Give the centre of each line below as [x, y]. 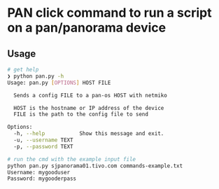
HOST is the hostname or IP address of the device [89, 108]
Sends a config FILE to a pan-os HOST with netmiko [91, 95]
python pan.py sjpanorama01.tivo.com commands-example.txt [95, 166]
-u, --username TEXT [43, 140]
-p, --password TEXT [43, 146]
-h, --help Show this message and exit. [89, 134]
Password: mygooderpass [42, 179]
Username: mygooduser [39, 172]
